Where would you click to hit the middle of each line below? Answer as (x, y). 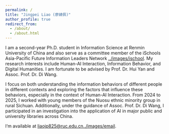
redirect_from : (21, 24)
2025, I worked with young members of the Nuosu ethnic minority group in (83, 100)
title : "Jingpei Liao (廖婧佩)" (38, 15)
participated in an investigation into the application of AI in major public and (84, 111)
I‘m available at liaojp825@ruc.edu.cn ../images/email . (61, 126)
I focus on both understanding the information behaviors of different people (84, 84)
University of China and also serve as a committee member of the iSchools (83, 53)
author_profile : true (28, 19)
